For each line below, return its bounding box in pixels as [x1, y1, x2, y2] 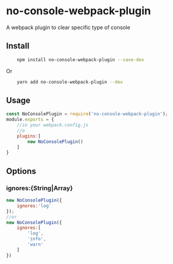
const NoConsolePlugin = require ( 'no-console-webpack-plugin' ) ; [6, 111, 168, 117]
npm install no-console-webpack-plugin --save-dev [17, 56, 145, 63]
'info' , [27, 236, 46, 242]
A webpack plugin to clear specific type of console [6, 24, 130, 31]
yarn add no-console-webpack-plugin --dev [17, 79, 123, 85]
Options [6, 166, 37, 176]
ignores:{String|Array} [6, 184, 73, 192]
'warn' [27, 241, 44, 247]
